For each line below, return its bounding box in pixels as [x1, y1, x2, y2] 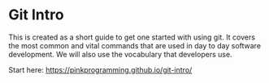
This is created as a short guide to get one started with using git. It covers [8, 32, 256, 42]
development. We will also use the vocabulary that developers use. [8, 49, 233, 59]
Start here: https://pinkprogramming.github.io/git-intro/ [8, 64, 193, 74]
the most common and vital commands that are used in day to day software [8, 40, 262, 50]
